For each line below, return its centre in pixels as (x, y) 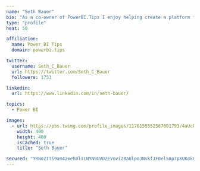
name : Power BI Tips (37, 45)
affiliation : (22, 39)
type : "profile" (26, 23)
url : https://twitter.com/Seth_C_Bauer (61, 72)
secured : (17, 159)
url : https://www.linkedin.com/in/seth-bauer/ (70, 94)
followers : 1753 (32, 77)
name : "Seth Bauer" (30, 12)
